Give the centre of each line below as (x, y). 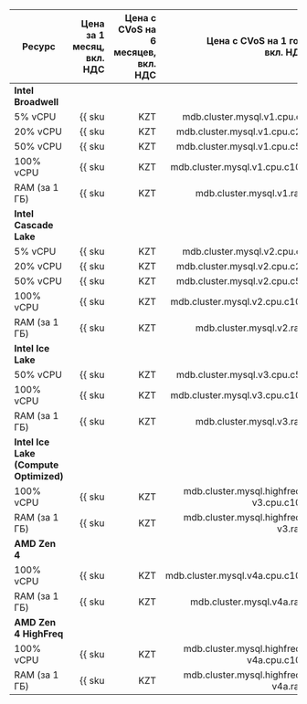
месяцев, (135, 52)
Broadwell (37, 102)
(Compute (37, 465)
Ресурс (39, 47)
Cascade (34, 225)
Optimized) (39, 476)
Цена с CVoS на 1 (247, 41)
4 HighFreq (39, 634)
